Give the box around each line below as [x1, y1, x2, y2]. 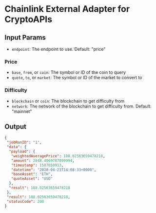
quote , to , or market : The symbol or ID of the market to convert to [11, 75, 142, 81]
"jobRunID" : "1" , [6, 140, 42, 145]
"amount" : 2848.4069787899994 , [11, 158, 75, 163]
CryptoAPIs [4, 14, 52, 25]
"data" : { [6, 145, 27, 149]
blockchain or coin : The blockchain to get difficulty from [11, 98, 125, 104]
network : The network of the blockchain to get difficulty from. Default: [11, 103, 152, 109]
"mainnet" [11, 108, 32, 114]
